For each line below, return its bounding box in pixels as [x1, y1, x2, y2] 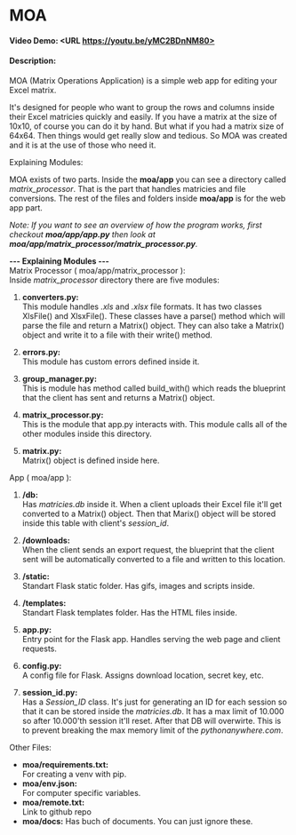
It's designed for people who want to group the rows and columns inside [9, 101, 276, 112]
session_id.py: [21, 687, 78, 697]
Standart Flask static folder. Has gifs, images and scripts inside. [21, 580, 255, 591]
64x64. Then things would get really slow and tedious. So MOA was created [9, 130, 287, 140]
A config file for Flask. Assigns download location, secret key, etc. [21, 670, 264, 680]
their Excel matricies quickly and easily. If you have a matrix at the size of [9, 111, 277, 122]
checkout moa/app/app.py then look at [9, 228, 156, 240]
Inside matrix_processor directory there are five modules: [9, 274, 220, 285]
